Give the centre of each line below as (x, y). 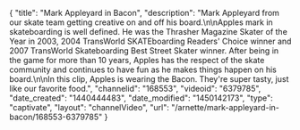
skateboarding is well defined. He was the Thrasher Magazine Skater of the (149, 32)
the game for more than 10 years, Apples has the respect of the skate (137, 60)
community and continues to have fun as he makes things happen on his (143, 69)
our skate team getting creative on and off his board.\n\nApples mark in (141, 22)
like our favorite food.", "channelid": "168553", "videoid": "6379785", (135, 89)
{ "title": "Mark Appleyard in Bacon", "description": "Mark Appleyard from (145, 13)
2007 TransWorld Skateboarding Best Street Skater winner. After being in (144, 51)
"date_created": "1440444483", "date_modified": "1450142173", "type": (141, 98)
